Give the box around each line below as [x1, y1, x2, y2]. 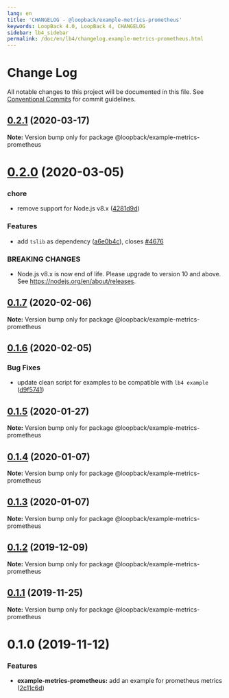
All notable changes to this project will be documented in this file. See [7, 88, 204, 96]
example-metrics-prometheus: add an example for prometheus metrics [16, 677, 223, 684]
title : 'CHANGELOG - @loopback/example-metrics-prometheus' [7, 16, 183, 23]
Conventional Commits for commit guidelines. [7, 95, 136, 104]
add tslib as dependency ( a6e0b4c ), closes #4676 [16, 237, 164, 245]
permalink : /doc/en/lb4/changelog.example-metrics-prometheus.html [7, 36, 204, 43]
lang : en [7, 10, 32, 17]
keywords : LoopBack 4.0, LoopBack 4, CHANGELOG [7, 23, 146, 29]
